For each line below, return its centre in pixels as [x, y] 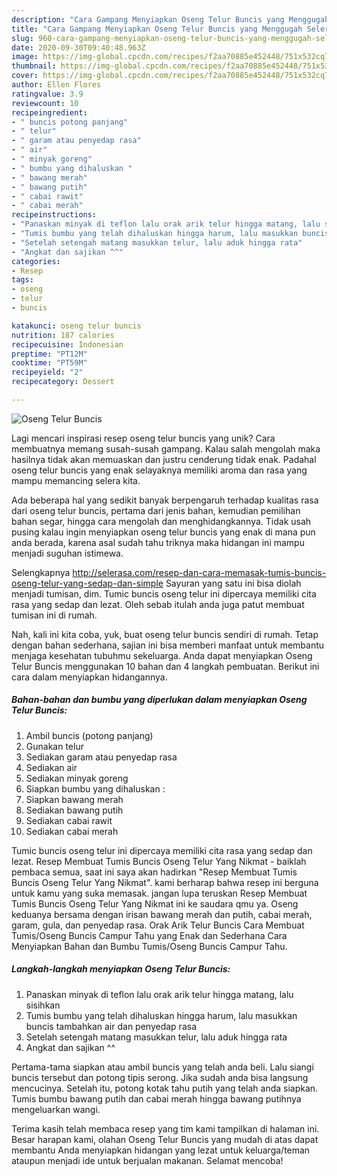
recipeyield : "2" [47, 372]
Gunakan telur [54, 746]
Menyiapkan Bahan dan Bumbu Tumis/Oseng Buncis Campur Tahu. [149, 946]
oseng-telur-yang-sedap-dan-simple [87, 583]
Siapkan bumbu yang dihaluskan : [95, 788]
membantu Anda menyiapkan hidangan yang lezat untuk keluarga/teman [161, 1150]
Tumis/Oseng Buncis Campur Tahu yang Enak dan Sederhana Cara [149, 935]
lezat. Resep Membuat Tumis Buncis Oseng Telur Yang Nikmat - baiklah [159, 861]
